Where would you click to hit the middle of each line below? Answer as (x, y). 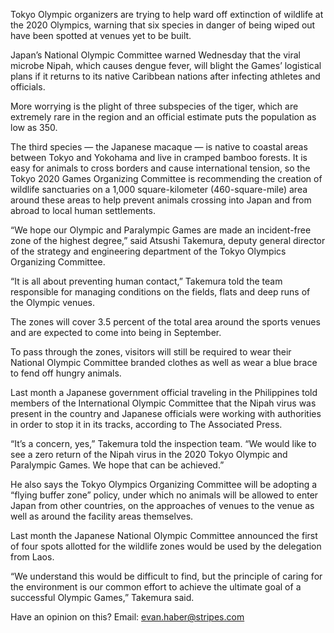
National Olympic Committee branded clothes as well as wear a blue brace (164, 362)
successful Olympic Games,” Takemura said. (102, 597)
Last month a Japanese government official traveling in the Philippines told (164, 392)
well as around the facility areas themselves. (102, 516)
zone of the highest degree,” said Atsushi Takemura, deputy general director (168, 240)
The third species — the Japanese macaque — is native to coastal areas (159, 147)
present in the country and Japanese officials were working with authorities (166, 413)
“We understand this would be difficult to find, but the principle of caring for (166, 576)
